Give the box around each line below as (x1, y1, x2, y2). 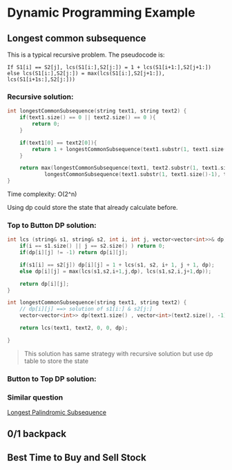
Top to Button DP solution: (7, 220, 97, 230)
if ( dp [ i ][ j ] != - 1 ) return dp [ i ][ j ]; (19, 249, 128, 256)
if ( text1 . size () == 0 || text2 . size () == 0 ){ (19, 114, 156, 121)
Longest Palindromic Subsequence (7, 409, 107, 417)
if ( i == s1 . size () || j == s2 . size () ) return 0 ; (19, 243, 166, 250)
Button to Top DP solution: (7, 374, 97, 384)
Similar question (7, 392, 64, 402)
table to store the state (23, 357, 88, 365)
